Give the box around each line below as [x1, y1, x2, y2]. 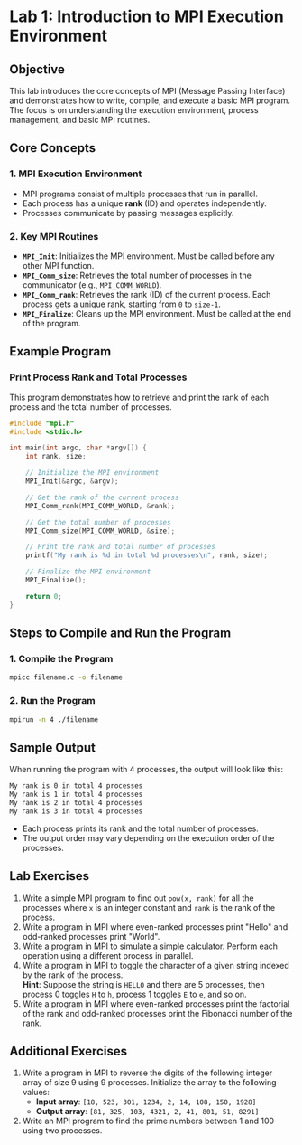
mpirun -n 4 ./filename [9, 714, 99, 724]
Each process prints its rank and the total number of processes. [22, 823, 259, 834]
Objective [9, 62, 66, 77]
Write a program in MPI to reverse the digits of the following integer [22, 1067, 273, 1078]
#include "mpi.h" [9, 419, 75, 428]
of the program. [22, 317, 81, 328]
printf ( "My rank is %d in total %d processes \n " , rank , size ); [25, 551, 269, 560]
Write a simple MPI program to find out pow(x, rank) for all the [22, 893, 254, 904]
